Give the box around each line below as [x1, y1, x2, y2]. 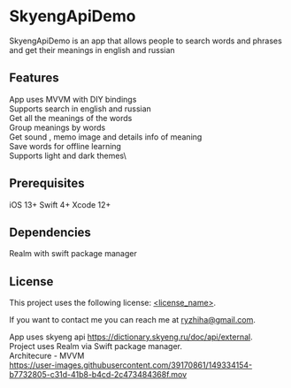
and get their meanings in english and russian [9, 44, 175, 55]
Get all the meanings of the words [9, 112, 133, 123]
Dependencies [9, 224, 91, 240]
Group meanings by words [9, 122, 106, 133]
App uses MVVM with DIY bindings [9, 94, 137, 104]
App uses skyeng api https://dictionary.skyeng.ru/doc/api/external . [9, 331, 254, 342]
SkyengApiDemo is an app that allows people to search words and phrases [9, 35, 283, 46]
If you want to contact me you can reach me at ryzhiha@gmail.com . [9, 315, 257, 325]
